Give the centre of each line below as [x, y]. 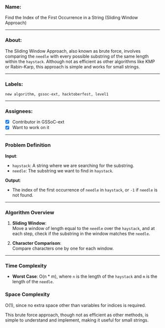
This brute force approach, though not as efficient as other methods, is [77, 315]
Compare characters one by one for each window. [63, 248]
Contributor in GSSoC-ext [38, 122]
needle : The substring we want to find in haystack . [63, 170]
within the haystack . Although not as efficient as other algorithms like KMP [80, 61]
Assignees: [19, 111]
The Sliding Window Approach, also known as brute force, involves [73, 51]
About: [14, 40]
